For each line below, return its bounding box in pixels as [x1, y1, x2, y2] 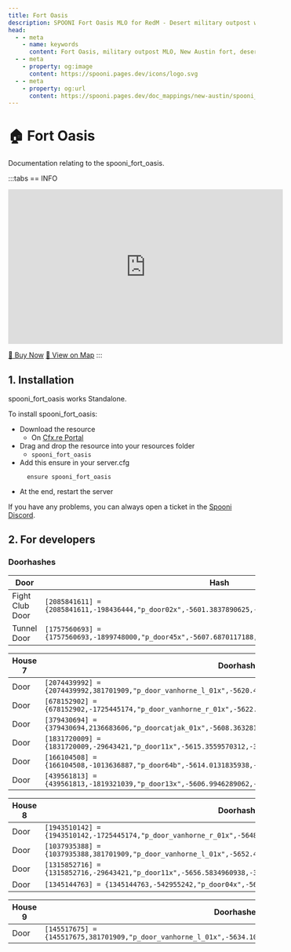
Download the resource [19, 425, 96, 434]
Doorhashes [8, 557, 56, 568]
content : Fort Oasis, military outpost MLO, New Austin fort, [28, 48, 237, 56]
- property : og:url [22, 84, 86, 93]
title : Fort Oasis [8, 11, 68, 20]
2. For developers [8, 533, 96, 547]
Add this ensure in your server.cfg [19, 458, 130, 467]
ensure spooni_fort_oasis [27, 473, 111, 481]
